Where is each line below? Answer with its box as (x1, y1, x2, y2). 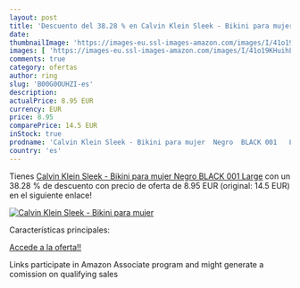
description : (9, 88, 58, 97)
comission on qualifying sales (9, 268, 119, 279)
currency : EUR (9, 105, 62, 114)
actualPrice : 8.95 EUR (9, 96, 94, 106)
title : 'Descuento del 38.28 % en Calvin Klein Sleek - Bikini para (9, 21, 270, 30)
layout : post (9, 13, 58, 22)
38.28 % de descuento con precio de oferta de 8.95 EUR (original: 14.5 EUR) (9, 180, 290, 191)
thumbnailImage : (9, 38, 70, 47)
